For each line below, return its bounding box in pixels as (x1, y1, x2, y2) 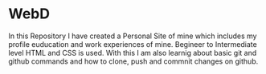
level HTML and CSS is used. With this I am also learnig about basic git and (8, 48, 257, 57)
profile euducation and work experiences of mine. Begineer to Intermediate (8, 39, 257, 49)
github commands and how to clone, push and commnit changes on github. (8, 56, 259, 66)
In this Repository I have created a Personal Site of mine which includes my (8, 31, 257, 41)
